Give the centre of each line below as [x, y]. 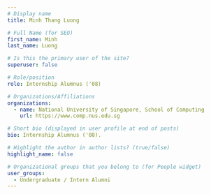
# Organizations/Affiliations [51, 96]
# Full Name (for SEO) [40, 33]
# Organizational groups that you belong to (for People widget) [104, 167]
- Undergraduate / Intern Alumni [62, 180]
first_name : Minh [32, 39]
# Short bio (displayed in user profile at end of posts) [93, 129]
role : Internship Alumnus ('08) [54, 84]
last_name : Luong [32, 46]
